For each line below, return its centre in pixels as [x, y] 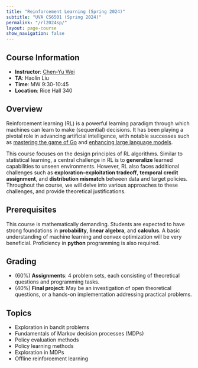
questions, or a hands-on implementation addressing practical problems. [103, 294]
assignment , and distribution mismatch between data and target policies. [97, 178]
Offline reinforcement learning [51, 359]
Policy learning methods [44, 346]
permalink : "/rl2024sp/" [37, 22]
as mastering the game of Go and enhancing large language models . [90, 142]
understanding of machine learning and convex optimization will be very [94, 236]
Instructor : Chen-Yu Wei [45, 71]
